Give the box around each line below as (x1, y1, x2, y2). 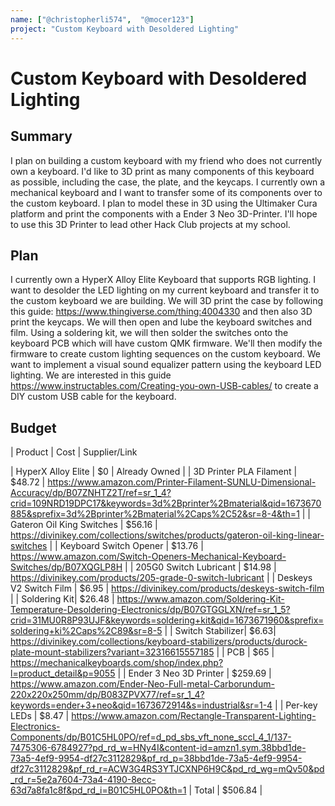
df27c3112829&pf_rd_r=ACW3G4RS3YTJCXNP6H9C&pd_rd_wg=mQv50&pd (10, 763, 325, 775)
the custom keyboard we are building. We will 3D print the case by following (10, 295, 324, 307)
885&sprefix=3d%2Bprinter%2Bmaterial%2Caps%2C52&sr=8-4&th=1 (10, 508, 300, 520)
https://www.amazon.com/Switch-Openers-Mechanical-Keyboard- (10, 551, 287, 563)
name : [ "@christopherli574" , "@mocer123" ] (10, 14, 195, 25)
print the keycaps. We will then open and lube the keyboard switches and (10, 316, 313, 328)
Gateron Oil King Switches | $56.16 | (10, 519, 158, 531)
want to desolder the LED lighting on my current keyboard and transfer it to (10, 284, 320, 296)
